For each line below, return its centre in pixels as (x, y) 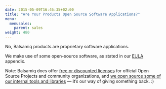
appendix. (15, 61)
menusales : (21, 23)
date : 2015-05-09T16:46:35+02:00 (40, 10)
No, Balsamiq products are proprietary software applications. (67, 46)
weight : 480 (17, 32)
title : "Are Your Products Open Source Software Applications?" (73, 14)
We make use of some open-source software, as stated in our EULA (74, 56)
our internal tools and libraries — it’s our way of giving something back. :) (80, 81)
